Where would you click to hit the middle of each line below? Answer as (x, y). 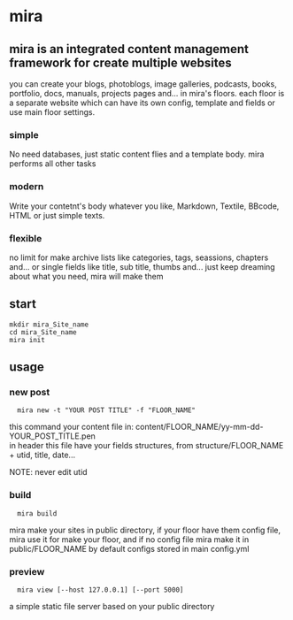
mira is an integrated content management (129, 49)
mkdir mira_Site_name (49, 325)
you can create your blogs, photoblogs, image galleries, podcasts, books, (143, 84)
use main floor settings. (52, 112)
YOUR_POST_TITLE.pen (52, 436)
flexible (26, 238)
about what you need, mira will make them (86, 276)
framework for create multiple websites (120, 62)
